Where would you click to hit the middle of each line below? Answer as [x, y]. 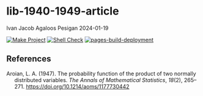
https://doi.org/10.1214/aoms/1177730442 [78, 86]
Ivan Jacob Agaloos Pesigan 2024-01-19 [57, 28]
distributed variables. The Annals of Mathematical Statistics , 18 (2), [98, 80]
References [29, 59]
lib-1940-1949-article [63, 11]
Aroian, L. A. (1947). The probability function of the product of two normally [102, 74]
